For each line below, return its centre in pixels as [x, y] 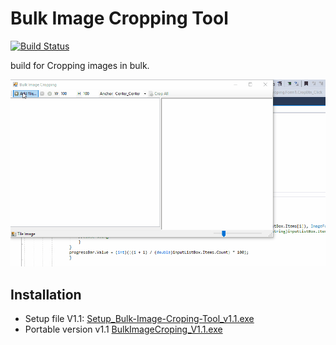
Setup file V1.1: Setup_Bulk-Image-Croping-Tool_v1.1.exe [139, 319]
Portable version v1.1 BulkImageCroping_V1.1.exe [123, 329]
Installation [46, 294]
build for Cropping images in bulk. [80, 65]
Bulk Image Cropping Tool [119, 18]
